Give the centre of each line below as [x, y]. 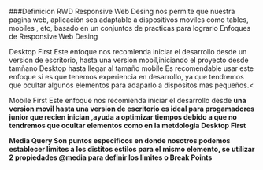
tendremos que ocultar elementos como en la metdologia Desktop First [128, 126]
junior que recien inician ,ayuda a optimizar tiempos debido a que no [123, 117]
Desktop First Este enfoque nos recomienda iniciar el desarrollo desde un [128, 52]
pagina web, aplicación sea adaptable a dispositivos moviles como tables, [129, 20]
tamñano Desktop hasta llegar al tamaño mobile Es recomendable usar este [131, 68]
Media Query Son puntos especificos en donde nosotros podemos [120, 140]
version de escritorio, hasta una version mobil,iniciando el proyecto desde [129, 60]
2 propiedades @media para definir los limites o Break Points [111, 157]
